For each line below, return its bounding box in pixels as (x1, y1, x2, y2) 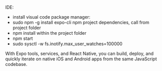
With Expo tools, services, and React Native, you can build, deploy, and (5, 50, 154, 56)
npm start (12, 35, 33, 41)
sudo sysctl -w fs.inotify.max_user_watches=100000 (12, 41, 123, 47)
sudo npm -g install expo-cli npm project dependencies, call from (12, 20, 149, 25)
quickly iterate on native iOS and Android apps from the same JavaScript (5, 56, 157, 62)
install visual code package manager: (12, 14, 91, 20)
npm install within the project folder (12, 30, 87, 36)
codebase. (5, 61, 28, 67)
